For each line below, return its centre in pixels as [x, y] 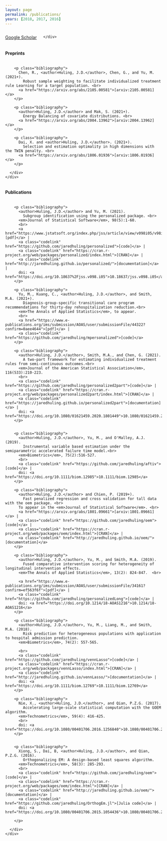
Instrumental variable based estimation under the [77, 446]
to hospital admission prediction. [42, 638]
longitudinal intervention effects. [43, 568]
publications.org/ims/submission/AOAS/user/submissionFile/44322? [75, 325]
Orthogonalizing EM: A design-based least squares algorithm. [89, 760]
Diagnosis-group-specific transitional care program [79, 303]
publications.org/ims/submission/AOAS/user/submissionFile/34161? [75, 586]
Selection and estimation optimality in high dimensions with [89, 146]
